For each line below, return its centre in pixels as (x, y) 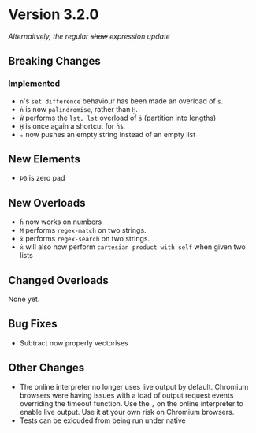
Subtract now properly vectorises (74, 343)
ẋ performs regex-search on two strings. (85, 239)
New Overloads (47, 203)
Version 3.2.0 (54, 15)
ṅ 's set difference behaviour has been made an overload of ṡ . (121, 101)
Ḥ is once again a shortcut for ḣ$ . (72, 126)
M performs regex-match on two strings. (83, 230)
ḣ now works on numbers (61, 222)
